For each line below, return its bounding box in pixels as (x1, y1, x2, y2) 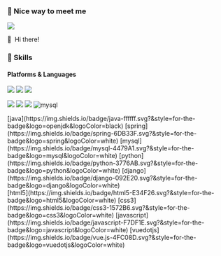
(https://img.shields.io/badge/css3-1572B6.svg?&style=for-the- (7, 204, 190, 212)
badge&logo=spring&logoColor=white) (7, 136, 119, 145)
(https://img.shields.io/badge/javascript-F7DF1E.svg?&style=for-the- (7, 218, 205, 227)
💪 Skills (7, 52, 33, 62)
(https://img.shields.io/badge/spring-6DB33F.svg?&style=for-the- (7, 129, 197, 138)
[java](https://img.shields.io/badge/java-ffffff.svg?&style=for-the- (7, 115, 196, 123)
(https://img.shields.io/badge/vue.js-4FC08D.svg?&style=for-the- (7, 234, 197, 242)
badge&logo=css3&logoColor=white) (7, 211, 114, 220)
